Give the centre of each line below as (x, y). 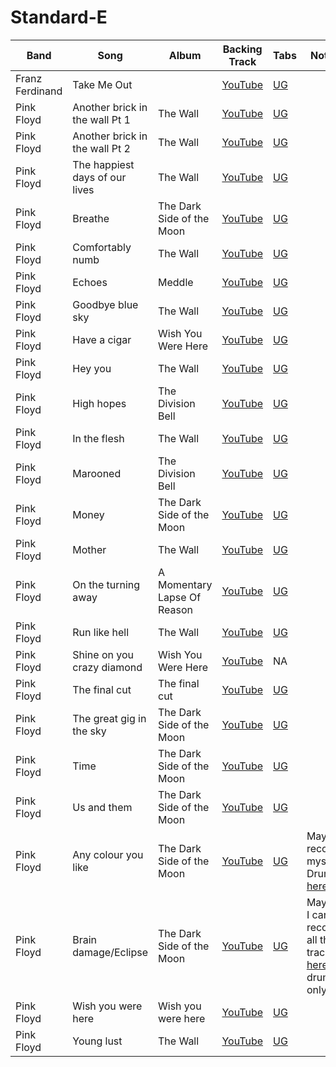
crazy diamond (107, 667)
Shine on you (103, 654)
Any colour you (108, 854)
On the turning (106, 584)
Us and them (102, 807)
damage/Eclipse (110, 952)
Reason (176, 609)
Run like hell (101, 632)
